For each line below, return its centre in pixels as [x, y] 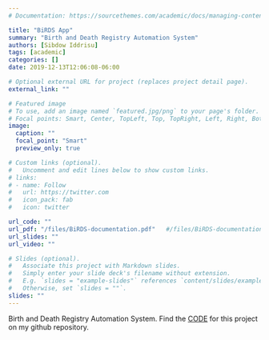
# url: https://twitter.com [59, 193]
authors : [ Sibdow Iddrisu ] [53, 45]
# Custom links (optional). [55, 162]
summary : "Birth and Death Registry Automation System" [103, 38]
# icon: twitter [39, 208]
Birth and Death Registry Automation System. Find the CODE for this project [133, 318]
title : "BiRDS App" [41, 30]
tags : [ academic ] [37, 53]
